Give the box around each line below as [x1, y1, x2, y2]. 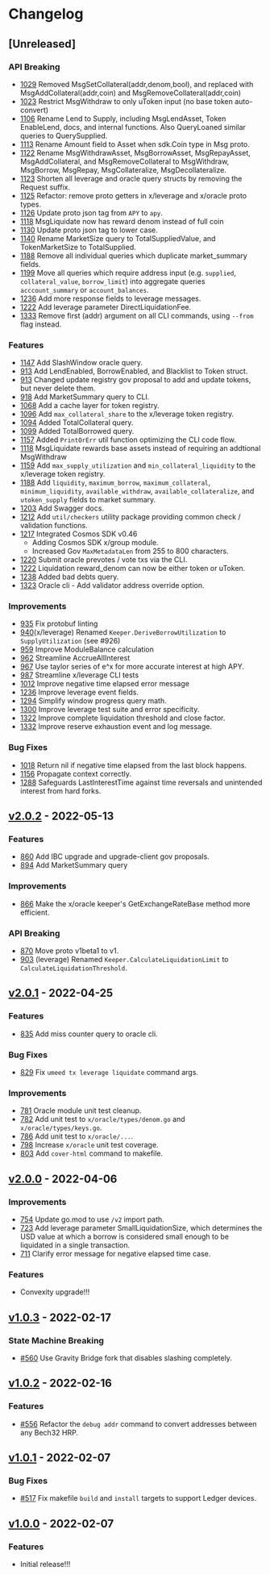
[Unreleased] [8, 37, 77, 51]
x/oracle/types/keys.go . [19, 1123, 102, 1133]
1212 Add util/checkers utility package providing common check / [19, 512, 241, 522]
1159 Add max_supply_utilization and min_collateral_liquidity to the [19, 460, 256, 470]
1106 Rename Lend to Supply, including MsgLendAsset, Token [19, 114, 226, 123]
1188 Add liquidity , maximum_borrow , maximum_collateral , [19, 477, 211, 488]
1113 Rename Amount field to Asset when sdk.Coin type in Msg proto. [19, 139, 250, 149]
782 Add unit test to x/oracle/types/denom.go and [19, 1115, 185, 1124]
